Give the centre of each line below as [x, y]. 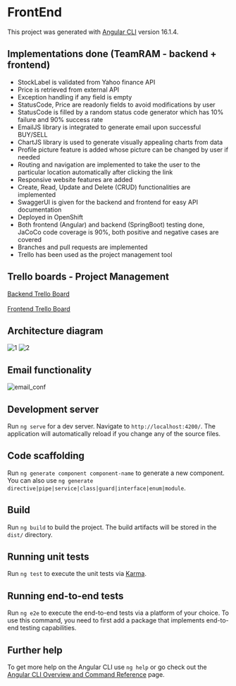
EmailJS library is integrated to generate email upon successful [109, 127]
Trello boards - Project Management [88, 277]
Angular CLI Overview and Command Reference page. [86, 675]
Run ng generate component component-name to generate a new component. [116, 473]
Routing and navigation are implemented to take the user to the [109, 164]
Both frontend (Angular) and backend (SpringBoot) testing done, [111, 224]
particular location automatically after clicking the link [95, 172]
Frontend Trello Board [39, 308]
